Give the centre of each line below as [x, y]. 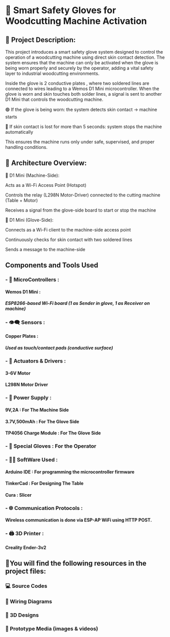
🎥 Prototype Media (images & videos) [52, 628]
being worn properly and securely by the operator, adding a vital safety [79, 68]
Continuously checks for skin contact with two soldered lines [69, 240]
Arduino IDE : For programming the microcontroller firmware [70, 472]
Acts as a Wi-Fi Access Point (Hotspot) [46, 185]
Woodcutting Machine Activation [76, 21]
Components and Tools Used [52, 265]
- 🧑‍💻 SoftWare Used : [32, 459]
